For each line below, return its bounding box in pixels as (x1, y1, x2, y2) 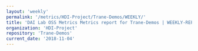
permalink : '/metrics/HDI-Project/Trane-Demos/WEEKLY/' (6, 14, 146, 20)
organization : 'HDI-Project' (6, 25, 78, 31)
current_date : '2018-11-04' (6, 36, 75, 42)
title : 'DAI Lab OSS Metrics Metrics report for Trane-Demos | (6, 19, 165, 25)
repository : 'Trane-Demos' (6, 30, 72, 36)
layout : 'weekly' (6, 8, 49, 15)
